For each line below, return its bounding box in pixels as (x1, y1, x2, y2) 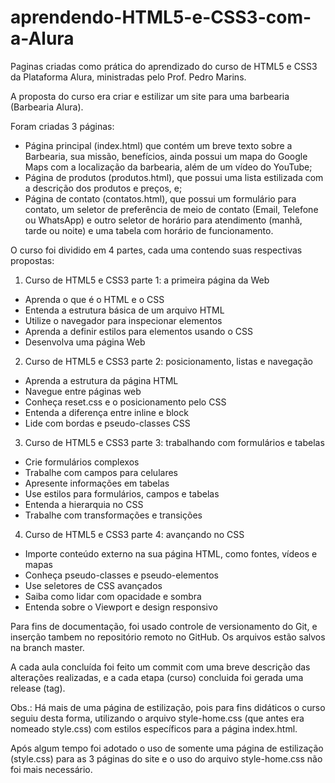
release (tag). (10, 682, 66, 694)
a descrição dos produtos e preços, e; (24, 182, 183, 194)
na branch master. (10, 641, 85, 653)
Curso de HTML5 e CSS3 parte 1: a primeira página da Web (24, 274, 270, 286)
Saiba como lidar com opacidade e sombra (24, 590, 202, 602)
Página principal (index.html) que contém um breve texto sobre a (24, 139, 293, 151)
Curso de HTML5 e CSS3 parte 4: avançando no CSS (24, 528, 245, 540)
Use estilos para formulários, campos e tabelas (24, 487, 220, 500)
